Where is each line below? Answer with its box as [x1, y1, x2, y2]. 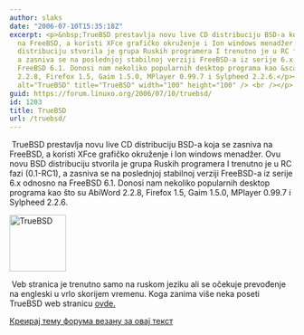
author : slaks [9, 13, 63, 23]
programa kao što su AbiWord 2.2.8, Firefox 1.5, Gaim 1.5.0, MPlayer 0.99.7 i [9, 187, 291, 198]
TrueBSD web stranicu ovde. [9, 298, 116, 309]
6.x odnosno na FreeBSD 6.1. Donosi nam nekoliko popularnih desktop [9, 177, 271, 188]
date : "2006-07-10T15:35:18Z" [9, 22, 124, 31]
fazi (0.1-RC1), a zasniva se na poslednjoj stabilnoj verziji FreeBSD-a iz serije [9, 168, 293, 179]
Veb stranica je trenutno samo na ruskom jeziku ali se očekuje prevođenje [11, 279, 287, 290]
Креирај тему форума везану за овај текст [9, 316, 174, 327]
